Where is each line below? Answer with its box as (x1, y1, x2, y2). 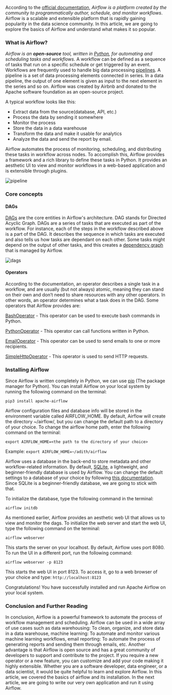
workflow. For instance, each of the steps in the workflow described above (5, 226, 163, 232)
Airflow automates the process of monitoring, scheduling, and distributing (5, 146, 162, 152)
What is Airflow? (5, 39, 48, 46)
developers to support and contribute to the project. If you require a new (5, 652, 159, 659)
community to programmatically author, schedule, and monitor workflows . (5, 10, 163, 16)
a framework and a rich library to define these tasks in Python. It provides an (5, 157, 167, 163)
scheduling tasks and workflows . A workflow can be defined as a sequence (5, 56, 166, 62)
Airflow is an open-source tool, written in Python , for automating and (5, 51, 152, 57)
